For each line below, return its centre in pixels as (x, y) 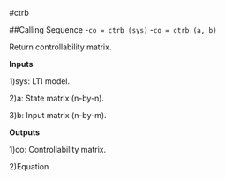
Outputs (25, 132)
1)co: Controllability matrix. (58, 150)
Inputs (21, 64)
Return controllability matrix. (60, 47)
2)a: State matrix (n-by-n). (56, 98)
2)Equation (29, 166)
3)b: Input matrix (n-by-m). (58, 115)
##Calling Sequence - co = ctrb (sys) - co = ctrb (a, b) (113, 30)
